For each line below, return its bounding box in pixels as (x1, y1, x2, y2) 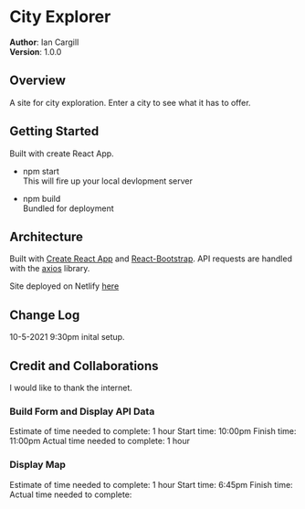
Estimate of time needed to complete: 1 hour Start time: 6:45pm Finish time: (9, 479, 294, 490)
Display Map (9, 459, 67, 472)
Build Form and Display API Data (9, 405, 155, 418)
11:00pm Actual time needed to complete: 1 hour (9, 436, 190, 447)
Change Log (9, 307, 80, 323)
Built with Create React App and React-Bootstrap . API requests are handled (9, 253, 292, 264)
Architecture (9, 228, 84, 244)
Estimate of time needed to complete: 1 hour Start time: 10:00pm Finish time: (9, 426, 297, 437)
